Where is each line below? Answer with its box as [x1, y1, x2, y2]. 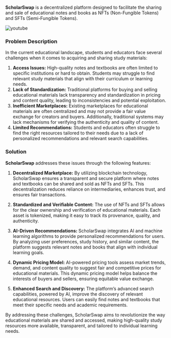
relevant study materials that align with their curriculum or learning [12, 76, 153, 82]
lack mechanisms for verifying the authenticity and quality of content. [12, 119, 159, 125]
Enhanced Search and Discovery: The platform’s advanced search [12, 285, 154, 291]
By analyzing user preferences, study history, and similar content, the [12, 238, 159, 244]
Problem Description [5, 38, 58, 45]
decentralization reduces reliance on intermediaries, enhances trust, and [12, 186, 166, 192]
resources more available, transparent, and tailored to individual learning [5, 322, 158, 329]
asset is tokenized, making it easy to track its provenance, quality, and [12, 212, 160, 218]
